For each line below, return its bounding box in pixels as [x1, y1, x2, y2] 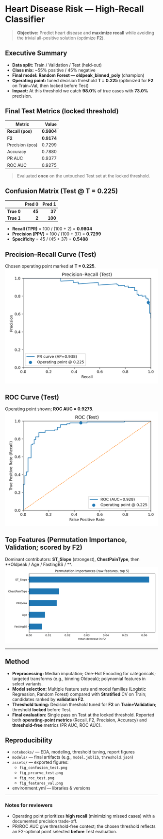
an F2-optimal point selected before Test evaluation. [12, 828, 117, 834]
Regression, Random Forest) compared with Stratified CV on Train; [12, 691, 147, 697]
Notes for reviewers [5, 802, 53, 809]
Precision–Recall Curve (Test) [5, 250, 97, 259]
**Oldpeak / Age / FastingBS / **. [5, 561, 72, 567]
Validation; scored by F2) [5, 543, 82, 552]
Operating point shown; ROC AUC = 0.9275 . [5, 406, 94, 412]
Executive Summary [5, 49, 67, 57]
